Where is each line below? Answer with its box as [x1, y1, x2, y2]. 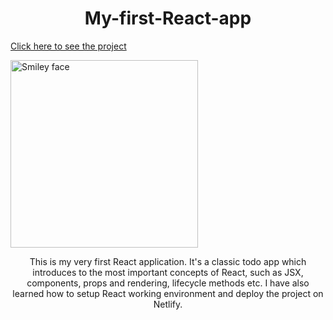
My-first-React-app [84, 7, 252, 30]
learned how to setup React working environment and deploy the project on [12, 287, 324, 299]
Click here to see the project [10, 40, 127, 52]
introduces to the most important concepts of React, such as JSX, [32, 266, 304, 278]
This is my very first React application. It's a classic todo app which [29, 255, 307, 267]
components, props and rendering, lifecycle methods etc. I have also [26, 277, 310, 289]
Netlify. [153, 298, 183, 310]
